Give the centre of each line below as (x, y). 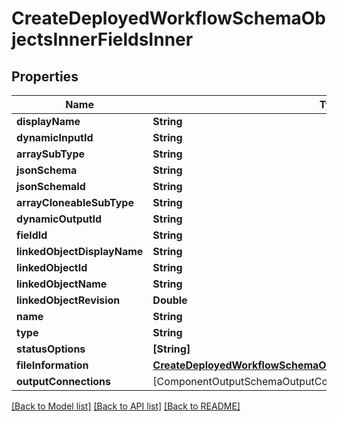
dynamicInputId (55, 137)
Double (170, 300)
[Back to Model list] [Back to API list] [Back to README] (126, 406)
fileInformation (52, 365)
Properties (45, 76)
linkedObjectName (62, 284)
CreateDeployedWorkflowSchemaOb (168, 18)
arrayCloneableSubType (75, 202)
